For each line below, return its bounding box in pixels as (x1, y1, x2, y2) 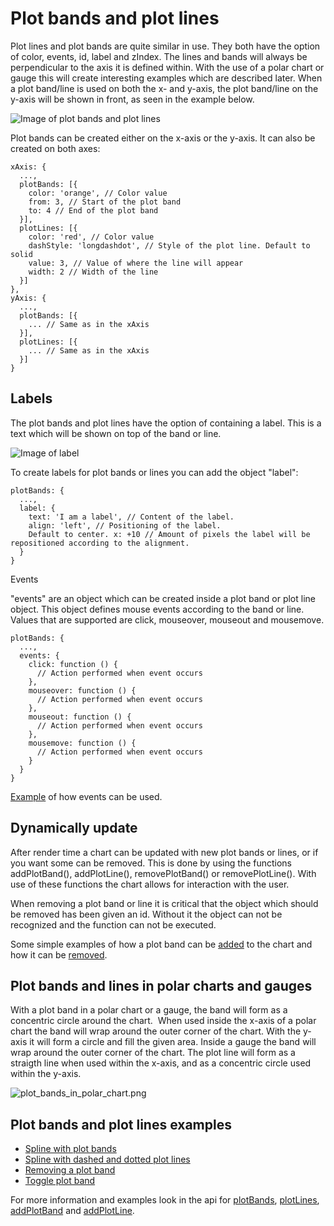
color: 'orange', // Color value (28, 188, 168, 198)
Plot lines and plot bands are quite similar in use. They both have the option (10, 40, 321, 52)
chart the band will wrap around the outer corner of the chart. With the (10, 1025, 302, 1037)
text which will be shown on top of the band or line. (10, 427, 222, 439)
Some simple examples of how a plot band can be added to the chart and (10, 938, 313, 950)
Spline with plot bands (24, 1143, 117, 1155)
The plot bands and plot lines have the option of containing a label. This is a (10, 417, 322, 429)
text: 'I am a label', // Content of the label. (28, 512, 235, 522)
